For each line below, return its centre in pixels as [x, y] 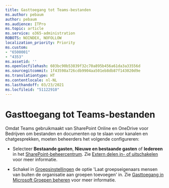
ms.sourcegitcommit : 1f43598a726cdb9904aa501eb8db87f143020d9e [73, 71]
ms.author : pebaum [24, 15]
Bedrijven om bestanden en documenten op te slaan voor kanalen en [77, 134]
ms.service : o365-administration [40, 33]
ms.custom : [17, 47]
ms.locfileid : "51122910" [32, 89]
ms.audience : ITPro [26, 24]
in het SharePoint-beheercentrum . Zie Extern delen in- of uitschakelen [85, 154]
